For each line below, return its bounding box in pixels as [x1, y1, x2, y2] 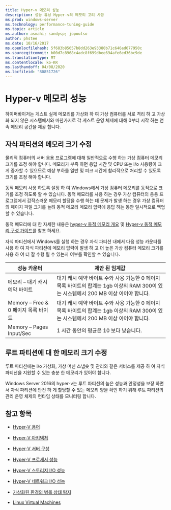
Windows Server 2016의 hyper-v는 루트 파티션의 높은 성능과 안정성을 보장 [5, 380, 155, 386]
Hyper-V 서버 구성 [12, 446, 50, 452]
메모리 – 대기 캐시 [8, 278, 47, 285]
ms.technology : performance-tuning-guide [5, 21, 95, 27]
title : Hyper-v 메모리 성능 [5, 7, 60, 13]
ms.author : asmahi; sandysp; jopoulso [5, 31, 88, 36]
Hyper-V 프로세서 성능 [12, 456, 58, 463]
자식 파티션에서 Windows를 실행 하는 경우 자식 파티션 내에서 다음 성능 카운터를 [5, 238, 162, 245]
